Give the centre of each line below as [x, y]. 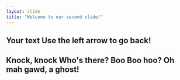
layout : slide [23, 11]
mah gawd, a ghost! [43, 70]
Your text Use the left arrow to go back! [79, 41]
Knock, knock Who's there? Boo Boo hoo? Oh [90, 60]
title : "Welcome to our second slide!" [55, 17]
